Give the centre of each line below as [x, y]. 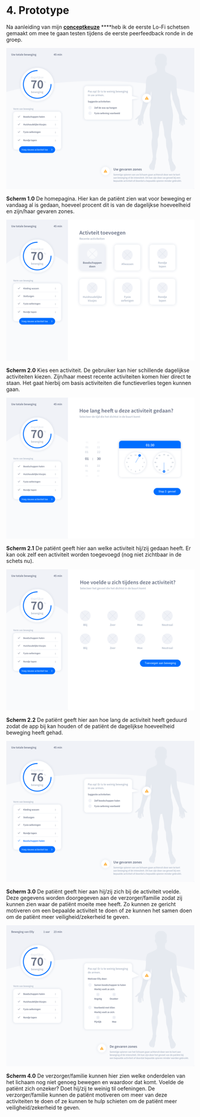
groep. [14, 39]
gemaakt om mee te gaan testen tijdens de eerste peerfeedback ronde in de [100, 33]
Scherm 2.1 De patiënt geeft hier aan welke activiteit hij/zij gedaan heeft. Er [99, 548]
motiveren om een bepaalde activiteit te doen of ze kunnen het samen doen [99, 910]
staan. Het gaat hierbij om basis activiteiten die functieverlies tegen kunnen [99, 383]
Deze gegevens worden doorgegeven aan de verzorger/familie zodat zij [94, 898]
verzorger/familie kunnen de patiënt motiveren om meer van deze [87, 1095]
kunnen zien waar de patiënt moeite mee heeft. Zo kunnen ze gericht [91, 904]
